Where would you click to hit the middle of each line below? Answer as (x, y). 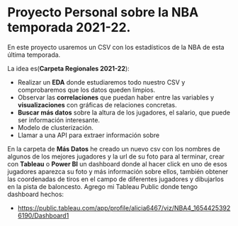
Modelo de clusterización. (56, 127)
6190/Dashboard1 (43, 215)
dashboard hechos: (36, 194)
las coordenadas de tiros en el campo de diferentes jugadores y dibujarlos (116, 179)
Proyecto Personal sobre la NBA (103, 12)
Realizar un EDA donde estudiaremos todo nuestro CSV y (101, 82)
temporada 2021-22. (69, 27)
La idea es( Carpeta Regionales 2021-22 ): (68, 68)
